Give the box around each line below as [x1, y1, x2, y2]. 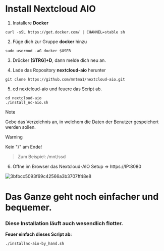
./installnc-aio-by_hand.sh [5, 241, 65, 246]
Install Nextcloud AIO [5, 3, 96, 15]
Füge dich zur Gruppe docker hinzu [12, 39, 87, 45]
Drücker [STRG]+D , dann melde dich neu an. [12, 57, 106, 63]
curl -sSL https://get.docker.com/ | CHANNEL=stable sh [5, 29, 125, 34]
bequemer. [5, 202, 52, 213]
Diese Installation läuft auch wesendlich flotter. [5, 220, 124, 227]
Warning [5, 134, 23, 140]
